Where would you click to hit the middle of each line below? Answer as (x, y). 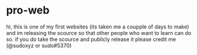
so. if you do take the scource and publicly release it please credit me (91, 39)
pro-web (28, 10)
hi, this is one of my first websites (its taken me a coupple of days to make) (98, 27)
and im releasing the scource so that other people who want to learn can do (99, 33)
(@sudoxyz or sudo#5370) (39, 46)
